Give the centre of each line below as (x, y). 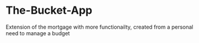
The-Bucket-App (49, 10)
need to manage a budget (38, 33)
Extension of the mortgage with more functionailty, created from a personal (99, 27)
